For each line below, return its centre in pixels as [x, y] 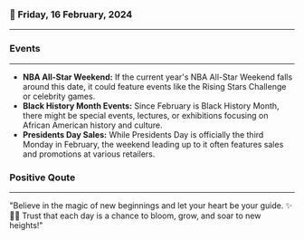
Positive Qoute [43, 178]
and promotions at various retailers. [89, 154]
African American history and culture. [92, 125]
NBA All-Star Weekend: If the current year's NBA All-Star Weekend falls [157, 77]
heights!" [26, 225]
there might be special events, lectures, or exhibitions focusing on [145, 115]
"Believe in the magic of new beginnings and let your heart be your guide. [147, 205]
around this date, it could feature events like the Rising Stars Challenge [154, 86]
